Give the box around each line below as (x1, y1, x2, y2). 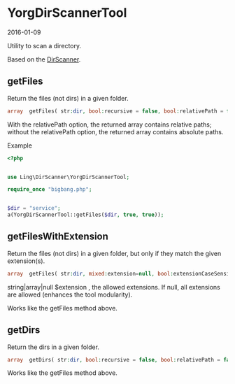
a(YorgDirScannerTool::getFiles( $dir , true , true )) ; (7, 211, 164, 218)
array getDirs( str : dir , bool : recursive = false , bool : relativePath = (7, 356, 220, 363)
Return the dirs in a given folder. (7, 343, 100, 351)
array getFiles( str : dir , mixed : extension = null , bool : (7, 270, 173, 277)
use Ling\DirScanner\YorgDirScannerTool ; (7, 173, 130, 180)
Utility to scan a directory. (7, 41, 82, 50)
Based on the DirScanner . (7, 55, 81, 64)
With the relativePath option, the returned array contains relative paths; (7, 120, 212, 129)
